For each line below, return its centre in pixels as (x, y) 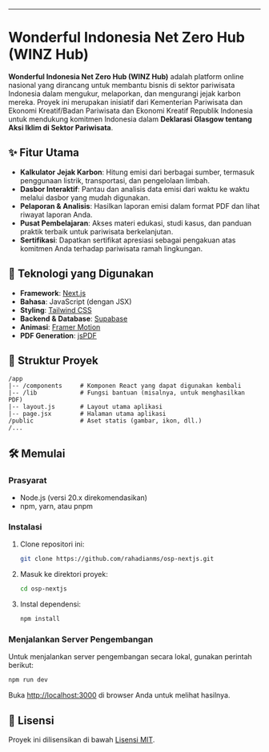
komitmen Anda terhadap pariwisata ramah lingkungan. (111, 248)
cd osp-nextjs (43, 589)
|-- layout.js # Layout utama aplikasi (85, 407)
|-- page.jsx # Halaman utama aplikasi (87, 414)
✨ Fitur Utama (44, 153)
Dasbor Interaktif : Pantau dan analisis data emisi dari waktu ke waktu (134, 189)
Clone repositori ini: (52, 544)
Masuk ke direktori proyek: (64, 574)
